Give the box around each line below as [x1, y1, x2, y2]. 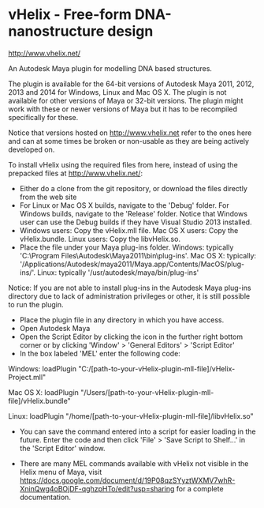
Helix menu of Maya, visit [19, 467, 102, 476]
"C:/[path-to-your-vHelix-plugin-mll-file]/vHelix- [78, 363, 236, 373]
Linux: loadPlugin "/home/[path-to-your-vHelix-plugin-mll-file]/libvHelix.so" [8, 411, 254, 420]
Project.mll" [8, 372, 46, 382]
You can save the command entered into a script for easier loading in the [19, 427, 256, 436]
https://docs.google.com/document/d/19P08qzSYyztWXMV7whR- [19, 476, 236, 485]
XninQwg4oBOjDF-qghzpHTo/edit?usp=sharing [19, 484, 175, 493]
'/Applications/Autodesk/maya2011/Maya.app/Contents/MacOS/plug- [19, 259, 245, 269]
